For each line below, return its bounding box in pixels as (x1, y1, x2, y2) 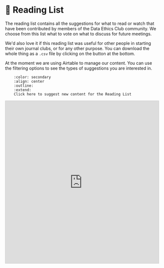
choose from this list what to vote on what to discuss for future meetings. (5, 31, 152, 37)
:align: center (14, 79, 45, 84)
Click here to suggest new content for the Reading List (14, 92, 132, 96)
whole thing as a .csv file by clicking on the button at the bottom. (5, 51, 135, 57)
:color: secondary (14, 75, 51, 79)
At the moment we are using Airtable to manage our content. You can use (5, 60, 152, 66)
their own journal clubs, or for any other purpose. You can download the (5, 45, 150, 51)
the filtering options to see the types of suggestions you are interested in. (5, 65, 152, 71)
